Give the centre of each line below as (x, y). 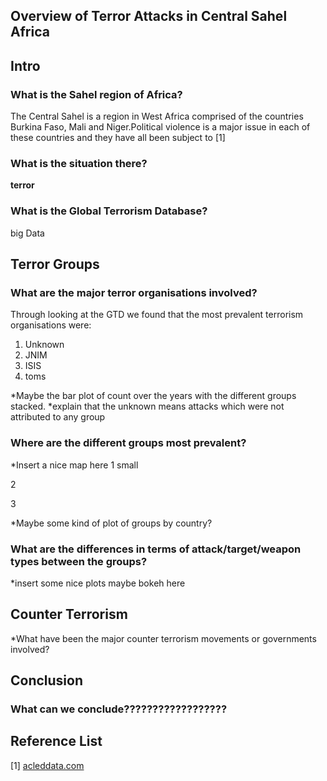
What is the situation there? (79, 163)
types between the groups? (79, 561)
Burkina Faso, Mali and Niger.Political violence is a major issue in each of (160, 127)
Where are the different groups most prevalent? (128, 443)
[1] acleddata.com (47, 765)
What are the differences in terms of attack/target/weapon (156, 549)
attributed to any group (58, 417)
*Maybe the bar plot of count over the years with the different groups (153, 396)
